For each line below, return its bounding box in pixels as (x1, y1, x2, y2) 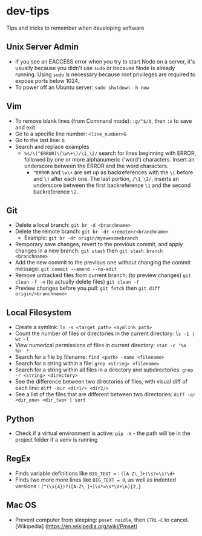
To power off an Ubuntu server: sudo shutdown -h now (15, 83, 149, 91)
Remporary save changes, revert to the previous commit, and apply (15, 241, 183, 248)
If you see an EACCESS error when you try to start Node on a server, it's (15, 57, 195, 65)
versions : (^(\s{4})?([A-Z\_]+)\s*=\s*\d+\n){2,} (15, 482, 142, 489)
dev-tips (6, 4, 50, 18)
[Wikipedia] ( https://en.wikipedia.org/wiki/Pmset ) (15, 522, 138, 530)
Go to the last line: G (15, 136, 65, 143)
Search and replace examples (15, 143, 90, 150)
